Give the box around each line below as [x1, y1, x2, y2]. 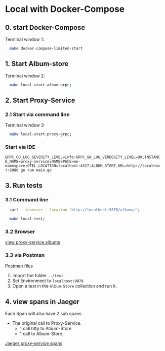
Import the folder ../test [12, 273, 64, 279]
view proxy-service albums [5, 239, 60, 245]
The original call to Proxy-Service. [12, 320, 82, 326]
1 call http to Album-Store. [19, 326, 73, 332]
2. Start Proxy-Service [5, 96, 76, 105]
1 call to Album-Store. [19, 331, 64, 337]
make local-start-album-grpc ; [9, 82, 72, 87]
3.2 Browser [5, 228, 36, 235]
